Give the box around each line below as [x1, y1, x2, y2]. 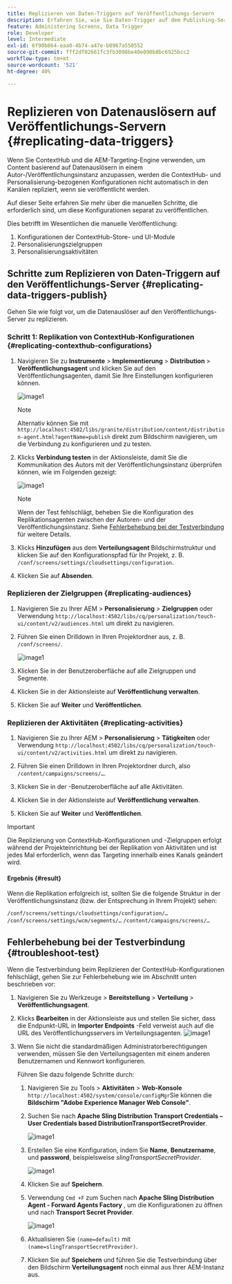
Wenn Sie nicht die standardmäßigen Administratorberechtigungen [17, 1042, 208, 1051]
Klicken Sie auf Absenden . [17, 571, 94, 579]
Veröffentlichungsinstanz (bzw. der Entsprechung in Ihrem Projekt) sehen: [7, 897, 217, 905]
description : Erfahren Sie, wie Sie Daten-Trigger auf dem [7, 17, 181, 24]
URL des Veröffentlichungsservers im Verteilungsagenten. [17, 1029, 182, 1037]
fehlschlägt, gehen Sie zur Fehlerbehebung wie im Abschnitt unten [7, 973, 197, 981]
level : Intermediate [7, 36, 67, 43]
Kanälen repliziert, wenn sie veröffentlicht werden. [7, 185, 151, 194]
